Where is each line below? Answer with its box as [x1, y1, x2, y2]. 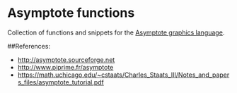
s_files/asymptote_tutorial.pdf [17, 77, 105, 86]
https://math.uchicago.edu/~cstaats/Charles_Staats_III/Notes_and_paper [17, 70, 230, 79]
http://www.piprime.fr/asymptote [17, 63, 114, 71]
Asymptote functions [7, 5, 135, 21]
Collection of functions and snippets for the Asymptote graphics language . [7, 28, 225, 37]
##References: [7, 42, 51, 50]
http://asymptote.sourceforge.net [17, 55, 115, 64]
